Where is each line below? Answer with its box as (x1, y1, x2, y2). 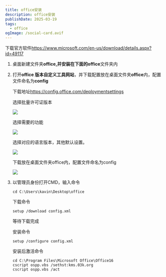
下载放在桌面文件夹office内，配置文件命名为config (12, 159, 116, 165)
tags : (5, 21, 16, 27)
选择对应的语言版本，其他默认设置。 (12, 139, 87, 145)
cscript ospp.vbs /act (12, 267, 60, 272)
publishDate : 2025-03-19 (5, 17, 57, 22)
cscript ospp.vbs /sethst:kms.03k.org (12, 262, 93, 267)
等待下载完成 (12, 218, 39, 224)
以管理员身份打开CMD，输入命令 (12, 179, 80, 185)
